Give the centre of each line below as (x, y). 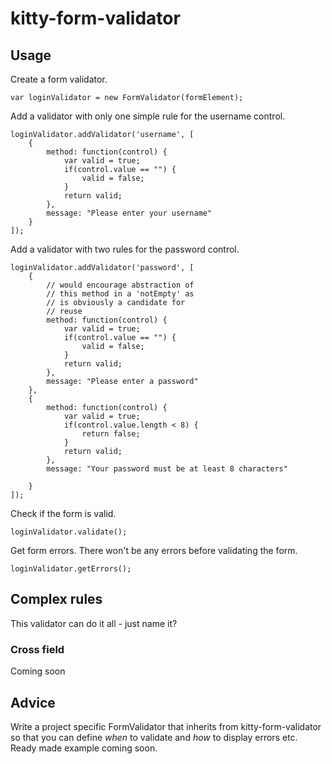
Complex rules (56, 599)
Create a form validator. (59, 79)
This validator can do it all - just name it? (94, 623)
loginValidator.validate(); (69, 532)
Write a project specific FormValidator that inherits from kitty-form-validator (166, 726)
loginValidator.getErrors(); (71, 569)
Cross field (37, 649)
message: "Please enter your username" (129, 213)
